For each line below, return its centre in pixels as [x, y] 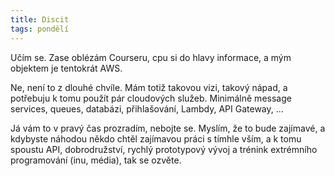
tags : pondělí [40, 29]
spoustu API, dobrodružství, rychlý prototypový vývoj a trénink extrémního [164, 149]
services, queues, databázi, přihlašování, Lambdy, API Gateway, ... [147, 108]
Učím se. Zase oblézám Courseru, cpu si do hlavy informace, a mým [151, 57]
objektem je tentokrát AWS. [66, 68]
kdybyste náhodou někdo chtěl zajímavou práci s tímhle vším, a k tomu [156, 138]
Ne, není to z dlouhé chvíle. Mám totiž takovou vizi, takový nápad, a [149, 87]
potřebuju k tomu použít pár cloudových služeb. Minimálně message [151, 98]
